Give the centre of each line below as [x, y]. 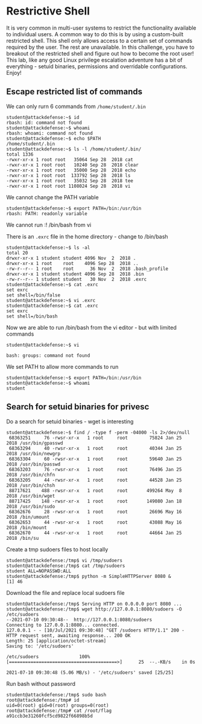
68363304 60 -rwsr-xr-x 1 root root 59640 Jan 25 [95, 459]
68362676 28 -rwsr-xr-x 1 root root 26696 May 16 [95, 511]
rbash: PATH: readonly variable [47, 213]
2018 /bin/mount [27, 527]
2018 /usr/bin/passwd [33, 464]
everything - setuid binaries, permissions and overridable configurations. [97, 66]
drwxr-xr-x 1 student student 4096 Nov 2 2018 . [71, 258]
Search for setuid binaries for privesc [78, 407]
